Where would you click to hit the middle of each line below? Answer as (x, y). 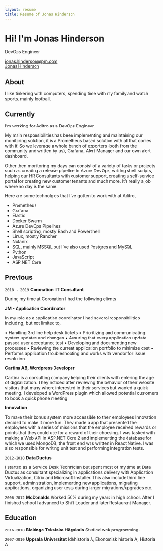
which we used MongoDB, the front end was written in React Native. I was (79, 443)
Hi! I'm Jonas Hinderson (55, 38)
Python (19, 252)
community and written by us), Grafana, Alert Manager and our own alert (78, 151)
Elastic (19, 216)
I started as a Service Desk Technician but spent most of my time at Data (78, 467)
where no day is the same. (32, 187)
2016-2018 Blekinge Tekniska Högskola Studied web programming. (72, 530)
